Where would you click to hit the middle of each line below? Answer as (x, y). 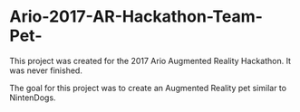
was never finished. (46, 70)
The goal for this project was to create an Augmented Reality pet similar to (148, 88)
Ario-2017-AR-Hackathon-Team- (136, 17)
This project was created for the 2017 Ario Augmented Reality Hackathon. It (150, 61)
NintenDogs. (33, 98)
